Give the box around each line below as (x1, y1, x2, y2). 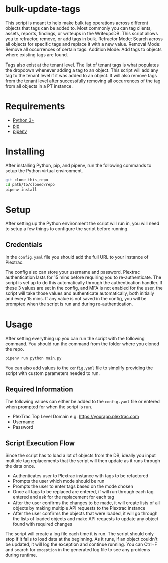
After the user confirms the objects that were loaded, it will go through (12, 510, 158, 516)
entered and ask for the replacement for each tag (12, 494, 114, 500)
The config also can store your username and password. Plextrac (5, 269, 140, 275)
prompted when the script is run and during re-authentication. (5, 301, 133, 307)
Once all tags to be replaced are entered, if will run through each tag (12, 488, 154, 494)
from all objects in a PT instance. (5, 83, 73, 89)
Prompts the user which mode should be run (12, 478, 105, 484)
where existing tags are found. (5, 51, 68, 58)
